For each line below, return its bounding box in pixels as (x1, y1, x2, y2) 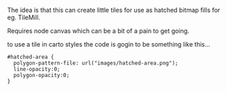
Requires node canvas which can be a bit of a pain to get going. (7, 27, 190, 35)
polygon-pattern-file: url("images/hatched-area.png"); (13, 60, 178, 67)
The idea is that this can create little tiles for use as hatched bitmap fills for (7, 6, 221, 14)
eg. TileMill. (7, 13, 40, 22)
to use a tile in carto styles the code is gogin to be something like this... (7, 40, 210, 48)
